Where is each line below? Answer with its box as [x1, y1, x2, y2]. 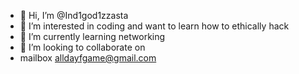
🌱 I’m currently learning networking [19, 31, 166, 42]
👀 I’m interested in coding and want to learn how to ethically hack [19, 20, 290, 32]
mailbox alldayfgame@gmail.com [19, 52, 157, 64]
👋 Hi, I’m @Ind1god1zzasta [19, 10, 129, 21]
